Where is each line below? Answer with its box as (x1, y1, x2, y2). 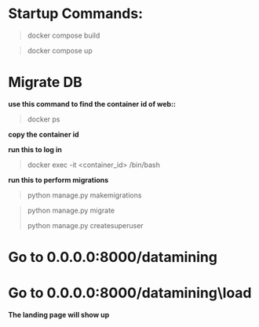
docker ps (27, 114, 60, 124)
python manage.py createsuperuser (27, 220, 144, 230)
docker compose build (27, 31, 100, 40)
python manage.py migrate (27, 205, 115, 215)
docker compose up (27, 45, 93, 55)
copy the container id (8, 129, 80, 139)
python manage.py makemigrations (27, 190, 142, 200)
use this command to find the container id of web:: (8, 99, 177, 108)
